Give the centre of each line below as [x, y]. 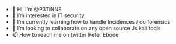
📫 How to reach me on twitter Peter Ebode [65, 35]
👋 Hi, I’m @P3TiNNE [37, 9]
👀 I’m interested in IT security [48, 15]
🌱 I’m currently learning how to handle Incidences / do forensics [91, 22]
